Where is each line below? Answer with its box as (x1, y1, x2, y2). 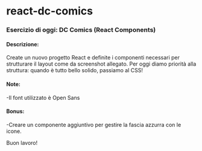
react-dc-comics (6, 4, 93, 18)
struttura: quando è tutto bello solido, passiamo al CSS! (6, 67, 144, 74)
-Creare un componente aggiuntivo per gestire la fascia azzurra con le (6, 121, 181, 128)
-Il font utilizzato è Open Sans (6, 94, 80, 101)
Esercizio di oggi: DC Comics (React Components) (6, 26, 156, 34)
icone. (6, 128, 22, 135)
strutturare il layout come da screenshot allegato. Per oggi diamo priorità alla (6, 60, 197, 67)
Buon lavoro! (6, 139, 38, 146)
